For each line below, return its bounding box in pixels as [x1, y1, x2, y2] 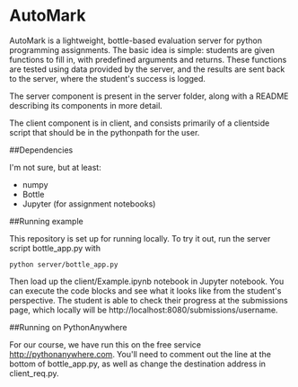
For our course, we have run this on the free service [9, 339, 202, 350]
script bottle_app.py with [9, 242, 101, 253]
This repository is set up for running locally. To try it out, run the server [9, 233, 271, 243]
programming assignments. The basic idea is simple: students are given [9, 44, 276, 55]
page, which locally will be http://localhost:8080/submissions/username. [9, 304, 278, 315]
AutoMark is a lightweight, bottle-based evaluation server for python [9, 35, 263, 46]
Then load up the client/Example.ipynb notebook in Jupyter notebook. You [9, 276, 285, 286]
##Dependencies [9, 145, 74, 155]
